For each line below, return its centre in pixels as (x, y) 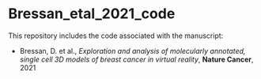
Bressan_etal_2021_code (92, 14)
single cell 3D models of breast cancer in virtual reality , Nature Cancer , (136, 59)
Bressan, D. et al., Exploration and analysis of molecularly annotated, (132, 51)
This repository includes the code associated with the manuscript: (116, 36)
